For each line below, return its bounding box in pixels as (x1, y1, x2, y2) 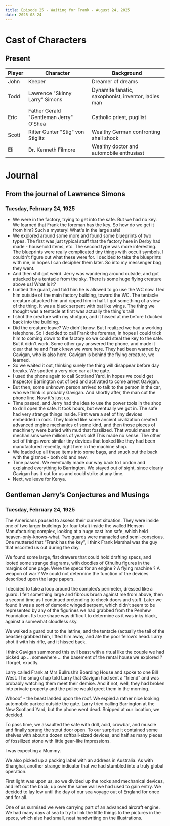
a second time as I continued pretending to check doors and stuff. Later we (5, 597, 162, 603)
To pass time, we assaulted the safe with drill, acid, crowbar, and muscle (5, 722, 157, 728)
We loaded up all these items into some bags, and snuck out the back (12, 449, 158, 455)
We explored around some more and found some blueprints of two (12, 232, 152, 239)
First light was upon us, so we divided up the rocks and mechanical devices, (5, 778, 164, 784)
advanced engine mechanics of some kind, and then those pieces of (12, 422, 156, 428)
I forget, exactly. (5, 660, 39, 666)
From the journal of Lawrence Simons (5, 190, 125, 198)
